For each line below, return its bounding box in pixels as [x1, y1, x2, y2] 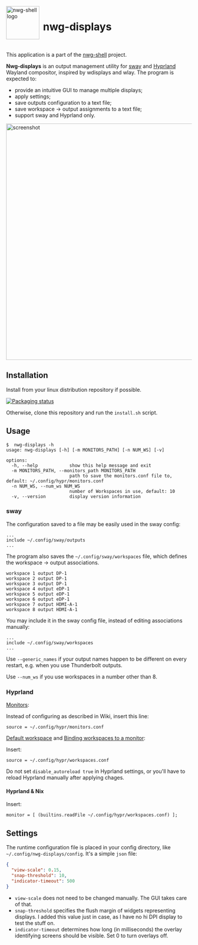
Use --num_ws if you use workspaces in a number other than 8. [6, 673, 157, 680]
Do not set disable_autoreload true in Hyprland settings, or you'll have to [6, 768, 186, 775]
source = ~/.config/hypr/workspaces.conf [6, 758, 110, 764]
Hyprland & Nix [6, 787, 44, 794]
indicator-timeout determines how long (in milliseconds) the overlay [14, 925, 183, 933]
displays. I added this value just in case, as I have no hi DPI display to [14, 913, 183, 920]
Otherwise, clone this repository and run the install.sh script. [6, 409, 158, 416]
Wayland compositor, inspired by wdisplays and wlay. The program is [6, 69, 174, 76]
